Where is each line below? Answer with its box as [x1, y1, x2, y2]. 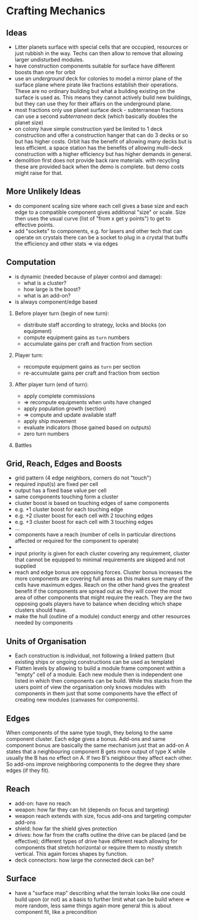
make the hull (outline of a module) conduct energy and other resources [14, 613, 191, 620]
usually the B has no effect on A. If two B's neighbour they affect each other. [6, 754, 192, 762]
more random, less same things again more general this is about [14, 902, 172, 909]
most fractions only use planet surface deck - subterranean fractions [14, 107, 184, 113]
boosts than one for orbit [14, 69, 76, 75]
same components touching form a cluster [14, 493, 118, 500]
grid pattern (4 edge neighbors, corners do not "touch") [14, 474, 152, 481]
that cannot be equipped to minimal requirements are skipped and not [14, 556, 185, 564]
